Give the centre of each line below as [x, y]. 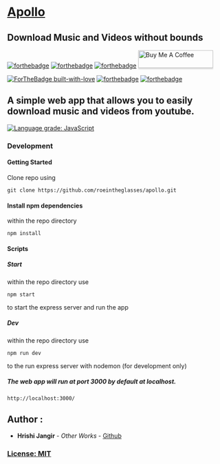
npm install [24, 234]
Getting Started [30, 162]
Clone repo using [32, 177]
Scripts [18, 248]
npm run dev [24, 353]
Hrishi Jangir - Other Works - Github [69, 436]
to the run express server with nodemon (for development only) [97, 365]
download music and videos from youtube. [101, 111]
